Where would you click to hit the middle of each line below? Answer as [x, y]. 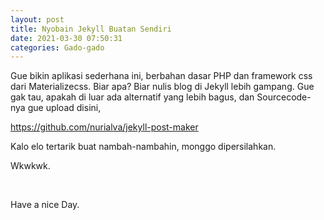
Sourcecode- [284, 97]
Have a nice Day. [45, 205]
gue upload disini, [64, 108]
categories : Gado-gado [57, 47]
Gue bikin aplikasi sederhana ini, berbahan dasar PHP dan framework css [161, 76]
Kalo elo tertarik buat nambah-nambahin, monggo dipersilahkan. [143, 147]
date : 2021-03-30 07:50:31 [66, 38]
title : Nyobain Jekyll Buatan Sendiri [91, 29]
